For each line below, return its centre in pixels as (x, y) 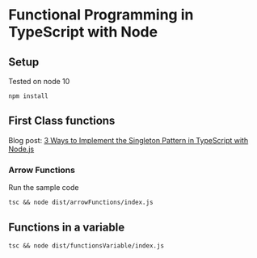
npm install (28, 96)
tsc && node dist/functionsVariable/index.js (86, 245)
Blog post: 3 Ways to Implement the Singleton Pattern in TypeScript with (128, 140)
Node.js (21, 149)
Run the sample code (44, 188)
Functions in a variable (67, 227)
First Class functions (62, 121)
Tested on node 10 (39, 81)
